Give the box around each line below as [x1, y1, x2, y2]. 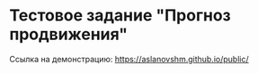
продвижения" [9, 24, 129, 45]
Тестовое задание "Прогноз [9, 5, 231, 26]
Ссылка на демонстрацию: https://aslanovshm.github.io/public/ [9, 53, 249, 64]
